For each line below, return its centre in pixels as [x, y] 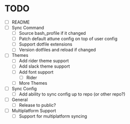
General [20, 99]
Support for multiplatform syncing [53, 116]
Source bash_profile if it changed [52, 33]
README [21, 22]
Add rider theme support [44, 61]
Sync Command [28, 28]
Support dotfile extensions [46, 44]
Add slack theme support [44, 66]
